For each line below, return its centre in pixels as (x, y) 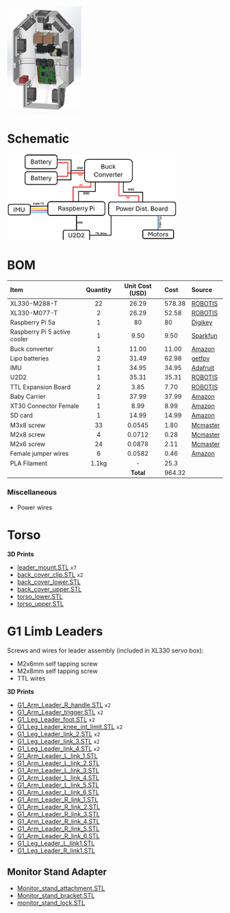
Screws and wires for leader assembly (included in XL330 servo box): (105, 650)
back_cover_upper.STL (49, 589)
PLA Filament (29, 463)
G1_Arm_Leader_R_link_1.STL (57, 799)
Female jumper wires (39, 454)
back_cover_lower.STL (49, 582)
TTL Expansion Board (40, 387)
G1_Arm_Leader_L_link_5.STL (58, 785)
